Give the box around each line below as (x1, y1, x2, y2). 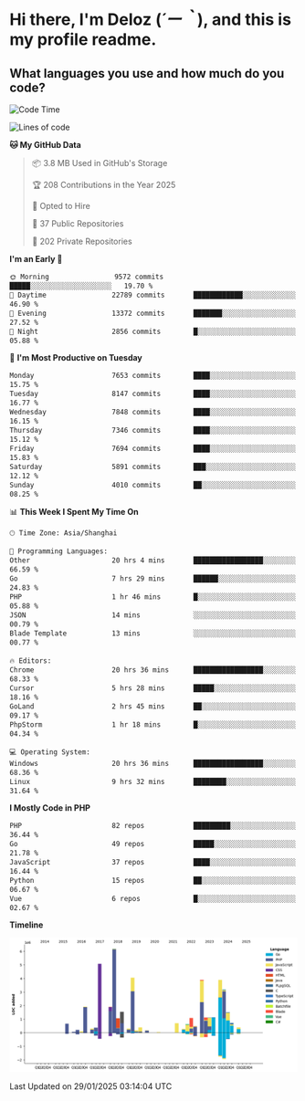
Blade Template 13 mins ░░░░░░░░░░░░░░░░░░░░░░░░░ (9, 629, 297, 638)
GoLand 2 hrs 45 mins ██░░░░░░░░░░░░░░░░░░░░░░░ (9, 702, 297, 711)
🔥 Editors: (9, 656, 52, 666)
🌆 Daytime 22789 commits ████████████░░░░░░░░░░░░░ (9, 290, 297, 299)
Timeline (9, 919, 44, 930)
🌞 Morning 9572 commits (9, 272, 164, 281)
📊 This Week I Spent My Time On (9, 507, 139, 517)
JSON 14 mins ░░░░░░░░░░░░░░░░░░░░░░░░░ (9, 611, 297, 620)
